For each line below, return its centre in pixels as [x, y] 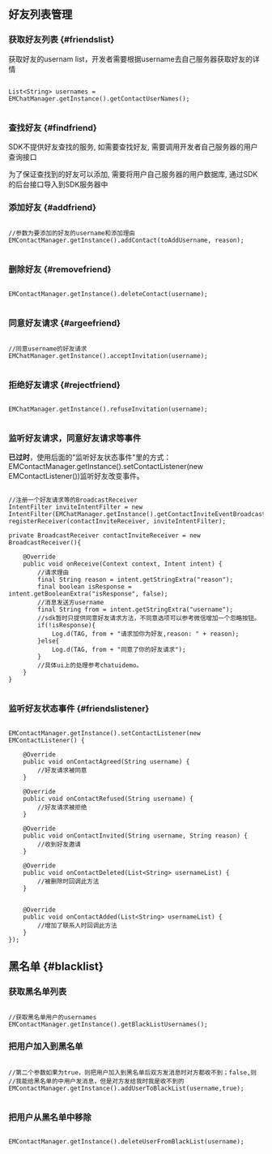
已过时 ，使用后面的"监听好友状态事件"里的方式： [90, 458]
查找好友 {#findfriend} [53, 127]
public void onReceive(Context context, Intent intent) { [123, 564]
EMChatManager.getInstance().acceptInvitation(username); [108, 355]
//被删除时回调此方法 [68, 881]
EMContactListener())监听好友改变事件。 [76, 476]
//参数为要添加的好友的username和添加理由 [72, 234]
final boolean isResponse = [85, 587]
